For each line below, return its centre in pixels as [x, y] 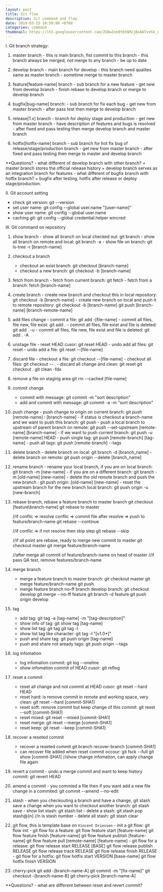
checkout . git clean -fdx [37, 369]
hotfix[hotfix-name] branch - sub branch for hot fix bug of [70, 143]
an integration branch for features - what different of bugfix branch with [77, 173]
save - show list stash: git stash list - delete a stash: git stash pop [78, 811]
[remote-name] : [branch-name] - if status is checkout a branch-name [82, 417]
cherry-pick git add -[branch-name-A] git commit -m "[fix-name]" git [81, 871]
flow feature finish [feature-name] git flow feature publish [70, 836]
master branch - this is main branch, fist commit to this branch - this [80, 55]
